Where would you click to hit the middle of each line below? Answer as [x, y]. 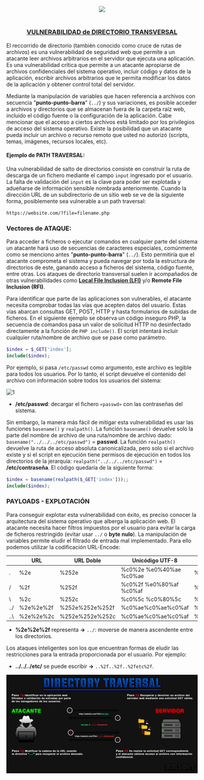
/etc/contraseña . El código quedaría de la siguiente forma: [80, 467]
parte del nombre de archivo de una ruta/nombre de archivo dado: [89, 435]
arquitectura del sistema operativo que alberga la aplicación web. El [91, 521]
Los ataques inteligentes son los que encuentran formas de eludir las [93, 648]
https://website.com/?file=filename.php [58, 213]
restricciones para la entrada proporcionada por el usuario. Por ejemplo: [97, 655]
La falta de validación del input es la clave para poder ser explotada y [93, 181]
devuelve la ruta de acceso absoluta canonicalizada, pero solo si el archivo [100, 448]
